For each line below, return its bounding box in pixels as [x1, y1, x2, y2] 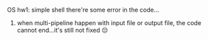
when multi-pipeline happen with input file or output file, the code [16, 19, 202, 26]
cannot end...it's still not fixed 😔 [16, 26, 108, 34]
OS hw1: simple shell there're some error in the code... [7, 6, 160, 14]
